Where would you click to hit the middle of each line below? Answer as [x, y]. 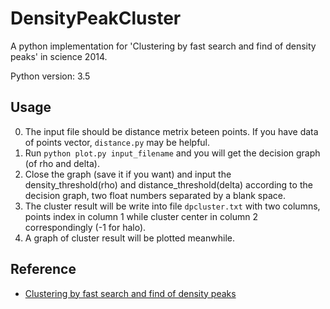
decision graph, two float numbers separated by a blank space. [155, 195]
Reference [43, 269]
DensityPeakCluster [96, 18]
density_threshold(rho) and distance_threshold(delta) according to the [168, 184]
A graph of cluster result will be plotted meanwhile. [129, 238]
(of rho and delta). [62, 163]
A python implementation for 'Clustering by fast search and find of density [163, 46]
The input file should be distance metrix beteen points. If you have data [171, 131]
